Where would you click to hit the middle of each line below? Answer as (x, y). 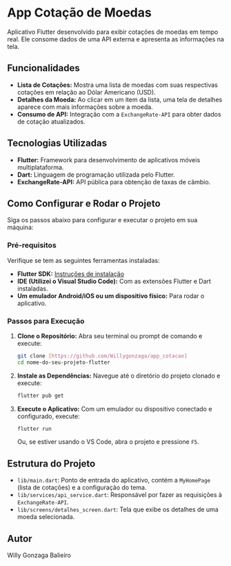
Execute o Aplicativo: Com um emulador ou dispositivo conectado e (114, 409)
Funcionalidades (44, 68)
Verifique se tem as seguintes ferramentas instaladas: (83, 260)
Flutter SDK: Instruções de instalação (71, 273)
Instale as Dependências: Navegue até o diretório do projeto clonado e (119, 375)
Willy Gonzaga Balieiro (39, 555)
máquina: (20, 227)
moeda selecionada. (46, 517)
